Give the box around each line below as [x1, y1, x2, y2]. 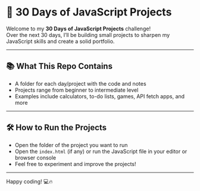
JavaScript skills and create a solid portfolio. [6, 37, 115, 45]
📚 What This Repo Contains [6, 61, 113, 71]
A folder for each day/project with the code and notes [14, 80, 147, 87]
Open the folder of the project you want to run [14, 141, 128, 148]
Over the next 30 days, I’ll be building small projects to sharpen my [6, 31, 170, 38]
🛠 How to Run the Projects [6, 123, 107, 133]
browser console [14, 154, 57, 161]
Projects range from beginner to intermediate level [14, 86, 139, 93]
